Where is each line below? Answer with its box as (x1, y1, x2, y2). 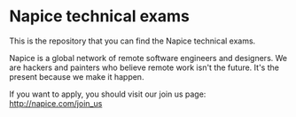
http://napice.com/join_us (9, 97, 103, 108)
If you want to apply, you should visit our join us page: (9, 89, 206, 99)
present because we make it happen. (9, 71, 144, 82)
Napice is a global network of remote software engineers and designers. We (9, 52, 288, 63)
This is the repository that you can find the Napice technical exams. (9, 35, 256, 46)
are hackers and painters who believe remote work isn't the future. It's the (9, 62, 279, 73)
